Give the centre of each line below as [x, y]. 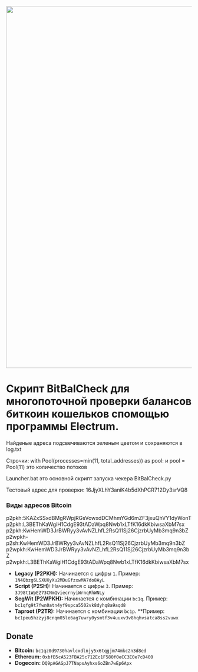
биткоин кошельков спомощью [88, 414]
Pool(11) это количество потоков [47, 467]
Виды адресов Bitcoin [39, 505]
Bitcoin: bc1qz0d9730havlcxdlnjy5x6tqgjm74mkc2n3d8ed [80, 651]
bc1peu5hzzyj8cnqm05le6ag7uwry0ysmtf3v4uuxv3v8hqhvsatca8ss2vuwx [96, 618]
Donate [20, 636]
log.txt [14, 449]
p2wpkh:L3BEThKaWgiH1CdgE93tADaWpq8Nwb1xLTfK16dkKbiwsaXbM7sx [98, 562]
